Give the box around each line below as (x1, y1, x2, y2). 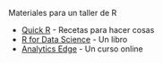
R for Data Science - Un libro (21, 35, 128, 44)
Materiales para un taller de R (8, 8, 117, 18)
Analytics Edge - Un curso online (21, 43, 144, 54)
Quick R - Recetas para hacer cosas (21, 25, 155, 35)
